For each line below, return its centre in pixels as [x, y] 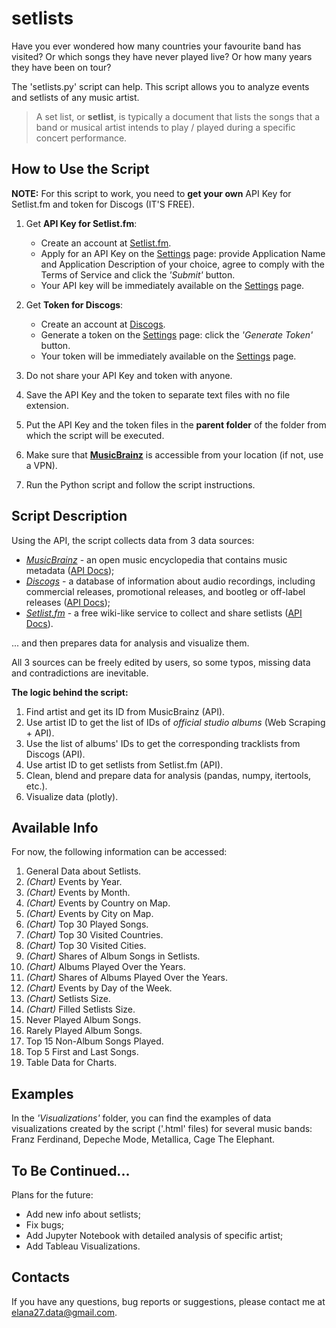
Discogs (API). [55, 754]
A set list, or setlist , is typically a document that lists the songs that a [178, 116]
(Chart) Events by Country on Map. [98, 903]
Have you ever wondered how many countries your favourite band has [156, 46]
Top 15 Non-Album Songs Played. [94, 1041]
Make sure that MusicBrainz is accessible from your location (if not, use [174, 454]
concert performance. [81, 138]
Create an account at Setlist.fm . [106, 243]
